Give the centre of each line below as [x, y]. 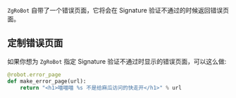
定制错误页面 [35, 43]
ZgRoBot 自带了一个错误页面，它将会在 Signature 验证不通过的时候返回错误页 [118, 10]
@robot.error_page [34, 75]
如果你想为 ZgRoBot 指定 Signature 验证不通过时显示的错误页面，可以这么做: [117, 61]
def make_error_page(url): [47, 81]
